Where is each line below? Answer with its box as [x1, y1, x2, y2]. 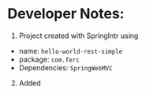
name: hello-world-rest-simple [18, 46, 123, 55]
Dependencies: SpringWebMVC [18, 62, 113, 72]
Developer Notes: [7, 5, 125, 23]
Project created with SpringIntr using [18, 31, 139, 40]
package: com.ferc [18, 55, 80, 64]
